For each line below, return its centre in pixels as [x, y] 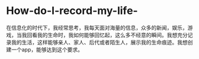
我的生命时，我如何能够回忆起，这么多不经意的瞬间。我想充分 [112, 35]
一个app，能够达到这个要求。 [47, 49]
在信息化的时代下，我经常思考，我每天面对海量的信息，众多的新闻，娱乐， [97, 27]
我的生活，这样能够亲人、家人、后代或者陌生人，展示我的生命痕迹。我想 [99, 42]
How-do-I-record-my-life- [72, 11]
